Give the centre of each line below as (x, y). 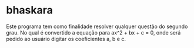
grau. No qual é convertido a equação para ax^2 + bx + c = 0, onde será (93, 32)
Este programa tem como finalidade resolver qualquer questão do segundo (97, 26)
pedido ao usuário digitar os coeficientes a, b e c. (66, 39)
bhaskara (29, 10)
